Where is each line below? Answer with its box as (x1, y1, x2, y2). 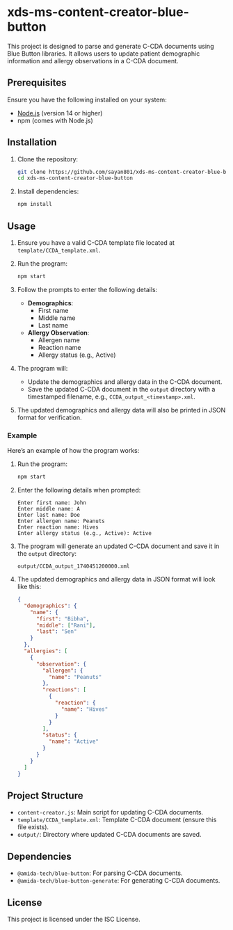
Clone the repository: (17, 154, 79, 163)
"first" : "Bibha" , (35, 615, 90, 623)
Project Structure (7, 789, 83, 801)
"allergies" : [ (24, 648, 68, 655)
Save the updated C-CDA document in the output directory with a (27, 385, 216, 393)
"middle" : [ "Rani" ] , (35, 622, 96, 629)
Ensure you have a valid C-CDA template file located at (17, 239, 175, 247)
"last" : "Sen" (35, 628, 77, 635)
